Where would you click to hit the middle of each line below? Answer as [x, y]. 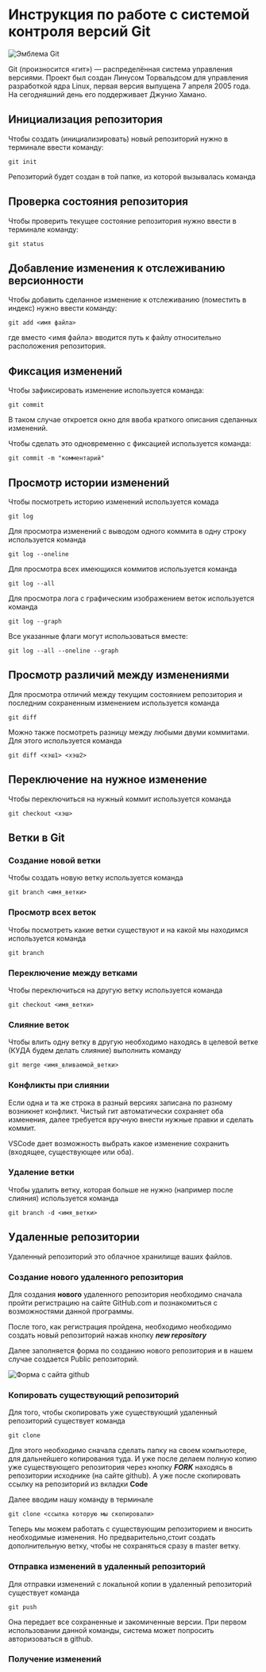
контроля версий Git [79, 31]
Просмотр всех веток [52, 912]
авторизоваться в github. [51, 1639]
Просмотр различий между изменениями [119, 675]
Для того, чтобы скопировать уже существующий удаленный [113, 1412]
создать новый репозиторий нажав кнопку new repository [108, 1335]
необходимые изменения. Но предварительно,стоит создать [112, 1537]
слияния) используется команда [64, 1198]
